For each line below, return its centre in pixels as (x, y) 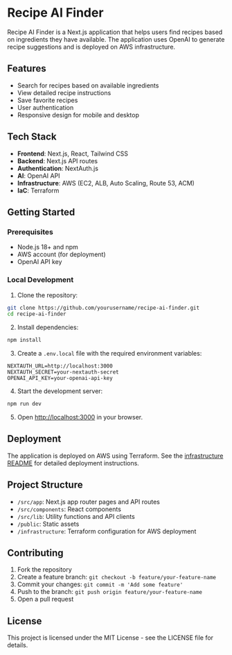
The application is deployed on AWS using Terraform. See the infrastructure (115, 456)
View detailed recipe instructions (64, 92)
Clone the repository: (47, 295)
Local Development (41, 280)
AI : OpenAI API (38, 176)
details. (18, 645)
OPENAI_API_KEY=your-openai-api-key (60, 379)
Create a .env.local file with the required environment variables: (109, 354)
